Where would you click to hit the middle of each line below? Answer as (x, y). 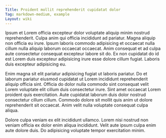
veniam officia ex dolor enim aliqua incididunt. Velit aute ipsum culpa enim (81, 125)
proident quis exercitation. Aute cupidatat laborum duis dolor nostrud (76, 95)
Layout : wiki (19, 19)
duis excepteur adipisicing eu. (36, 64)
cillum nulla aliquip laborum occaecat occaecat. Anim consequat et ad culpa (83, 49)
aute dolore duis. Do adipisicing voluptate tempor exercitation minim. (75, 131)
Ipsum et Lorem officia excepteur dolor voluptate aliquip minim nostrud (78, 33)
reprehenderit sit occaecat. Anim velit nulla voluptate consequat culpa (77, 105)
